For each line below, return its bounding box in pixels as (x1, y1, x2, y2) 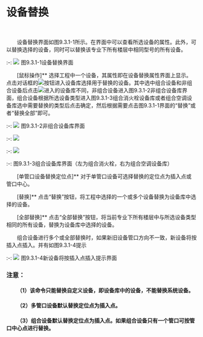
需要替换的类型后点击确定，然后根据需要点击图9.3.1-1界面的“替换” (27, 101, 191, 109)
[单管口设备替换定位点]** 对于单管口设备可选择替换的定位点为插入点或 (17, 173, 192, 180)
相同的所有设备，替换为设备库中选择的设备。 (6, 221, 118, 228)
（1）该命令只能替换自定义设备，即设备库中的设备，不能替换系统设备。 (17, 287, 195, 294)
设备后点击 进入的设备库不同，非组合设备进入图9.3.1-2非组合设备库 (11, 86, 182, 94)
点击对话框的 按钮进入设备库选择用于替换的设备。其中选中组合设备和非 (6, 79, 187, 86)
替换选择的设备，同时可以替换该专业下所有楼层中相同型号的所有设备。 (11, 46, 186, 53)
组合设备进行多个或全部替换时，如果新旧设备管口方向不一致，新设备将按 (17, 234, 197, 241)
